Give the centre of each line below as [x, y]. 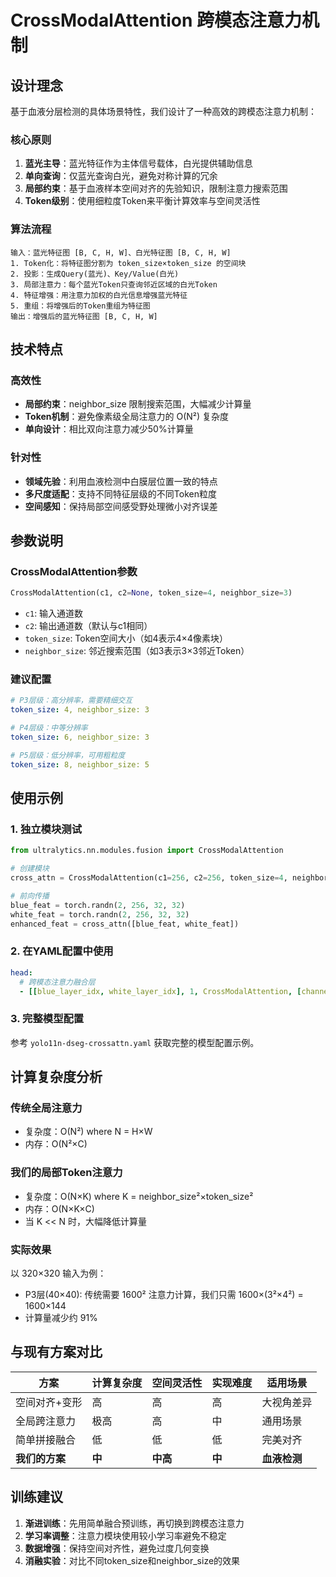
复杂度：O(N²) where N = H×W [88, 1132]
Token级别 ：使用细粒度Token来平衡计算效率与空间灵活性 [142, 201]
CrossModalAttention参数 [74, 571]
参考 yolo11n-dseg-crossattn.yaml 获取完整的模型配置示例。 [135, 1042]
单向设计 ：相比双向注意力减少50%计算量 [109, 429]
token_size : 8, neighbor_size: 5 [80, 764]
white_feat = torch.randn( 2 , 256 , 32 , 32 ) [100, 914]
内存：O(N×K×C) [59, 1208]
